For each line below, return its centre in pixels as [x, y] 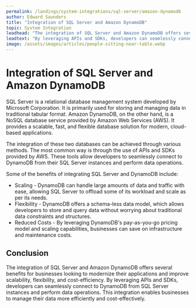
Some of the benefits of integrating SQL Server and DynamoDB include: [92, 174]
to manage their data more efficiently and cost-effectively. [76, 298]
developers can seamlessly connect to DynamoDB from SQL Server [87, 286]
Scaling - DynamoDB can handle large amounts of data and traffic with [99, 185]
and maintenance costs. [43, 235]
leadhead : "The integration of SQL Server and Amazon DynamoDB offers [94, 33]
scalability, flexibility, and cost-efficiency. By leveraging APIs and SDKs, [92, 280]
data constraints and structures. [53, 216]
